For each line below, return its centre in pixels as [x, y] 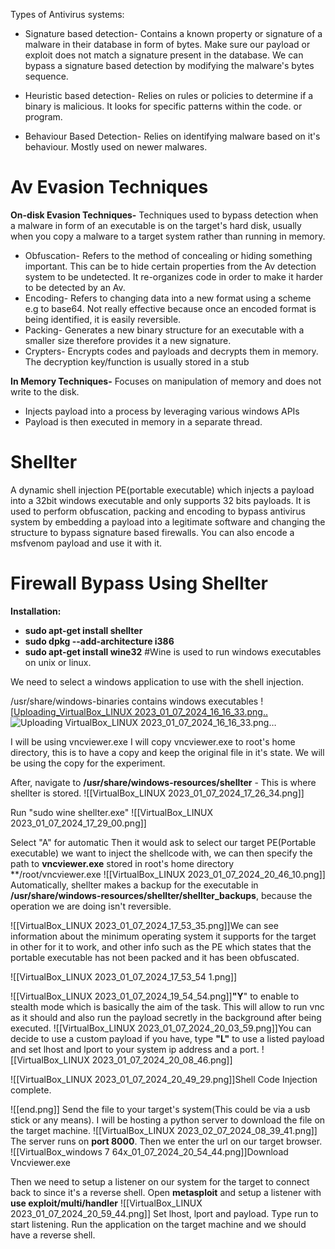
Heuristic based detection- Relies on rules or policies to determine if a [169, 95]
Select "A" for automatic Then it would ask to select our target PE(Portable [163, 842]
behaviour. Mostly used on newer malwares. [116, 147]
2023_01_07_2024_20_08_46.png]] [162, 1060]
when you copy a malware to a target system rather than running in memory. [168, 236]
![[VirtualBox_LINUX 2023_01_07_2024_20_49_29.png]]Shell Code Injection [164, 1079]
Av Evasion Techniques [109, 187]
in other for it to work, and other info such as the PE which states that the [161, 946]
